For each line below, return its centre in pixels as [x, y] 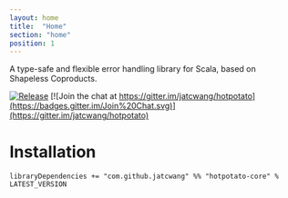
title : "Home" [38, 26]
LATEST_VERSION [38, 184]
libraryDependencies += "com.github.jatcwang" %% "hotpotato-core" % [144, 177]
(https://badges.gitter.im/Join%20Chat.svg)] [93, 106]
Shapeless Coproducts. [53, 79]
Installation [53, 152]
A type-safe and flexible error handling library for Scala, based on [133, 69]
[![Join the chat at [84, 96]
